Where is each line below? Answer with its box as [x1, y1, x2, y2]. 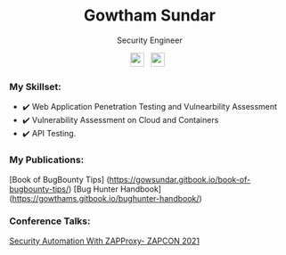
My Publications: [9, 153, 85, 166]
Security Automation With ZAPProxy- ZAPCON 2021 [9, 235, 200, 246]
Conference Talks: [9, 215, 91, 227]
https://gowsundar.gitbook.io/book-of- [109, 174, 251, 185]
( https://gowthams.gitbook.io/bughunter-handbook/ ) [9, 193, 202, 203]
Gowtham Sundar [83, 5, 217, 26]
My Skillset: [9, 80, 61, 93]
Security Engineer [117, 35, 183, 45]
